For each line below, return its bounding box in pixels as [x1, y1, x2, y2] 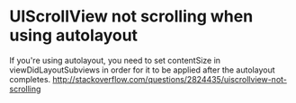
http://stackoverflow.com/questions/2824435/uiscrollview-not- [52, 73, 288, 84]
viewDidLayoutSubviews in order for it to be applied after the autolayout [9, 64, 275, 75]
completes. [9, 73, 51, 84]
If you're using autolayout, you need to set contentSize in [9, 55, 221, 65]
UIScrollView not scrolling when [9, 6, 254, 27]
